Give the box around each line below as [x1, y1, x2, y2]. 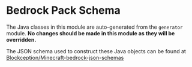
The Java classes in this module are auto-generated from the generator [6, 23, 183, 31]
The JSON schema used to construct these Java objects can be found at [6, 47, 186, 54]
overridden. [6, 36, 37, 43]
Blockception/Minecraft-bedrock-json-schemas [6, 54, 124, 61]
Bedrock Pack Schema [6, 4, 121, 17]
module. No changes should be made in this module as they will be [6, 29, 175, 36]
